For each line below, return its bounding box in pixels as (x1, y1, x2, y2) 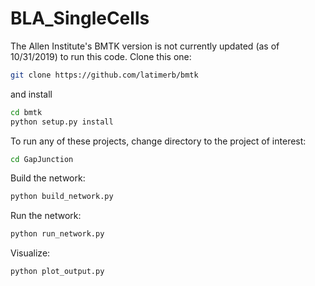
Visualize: (10, 247, 51, 259)
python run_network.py (10, 229, 105, 239)
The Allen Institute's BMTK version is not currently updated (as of (10, 40, 280, 52)
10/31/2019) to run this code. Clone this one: (10, 50, 192, 62)
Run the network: (10, 210, 82, 222)
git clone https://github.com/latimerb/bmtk (10, 70, 199, 80)
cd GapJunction (10, 154, 74, 164)
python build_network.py (10, 192, 114, 202)
